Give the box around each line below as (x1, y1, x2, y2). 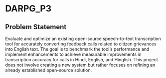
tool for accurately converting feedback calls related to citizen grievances (5, 41, 157, 47)
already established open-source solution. (5, 67, 92, 73)
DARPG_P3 (5, 3, 51, 14)
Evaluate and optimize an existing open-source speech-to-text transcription (5, 36, 161, 41)
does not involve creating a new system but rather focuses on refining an (5, 62, 156, 68)
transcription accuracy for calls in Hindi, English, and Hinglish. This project (5, 57, 158, 62)
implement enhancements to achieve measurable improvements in (5, 51, 142, 57)
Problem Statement (5, 23, 67, 31)
